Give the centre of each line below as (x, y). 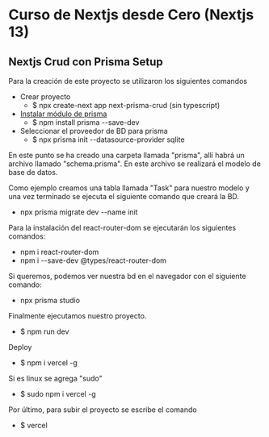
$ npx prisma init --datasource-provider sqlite (108, 139)
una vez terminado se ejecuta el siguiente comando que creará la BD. (124, 196)
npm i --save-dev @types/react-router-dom (93, 260)
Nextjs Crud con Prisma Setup (86, 62)
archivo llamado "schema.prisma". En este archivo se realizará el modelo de (134, 164)
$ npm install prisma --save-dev (86, 122)
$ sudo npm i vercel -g (58, 394)
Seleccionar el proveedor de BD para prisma (94, 131)
